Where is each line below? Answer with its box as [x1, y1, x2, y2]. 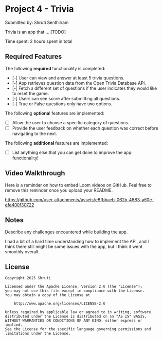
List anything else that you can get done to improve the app [12, 150, 132, 155]
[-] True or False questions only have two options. [12, 101, 112, 107]
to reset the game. [12, 90, 49, 96]
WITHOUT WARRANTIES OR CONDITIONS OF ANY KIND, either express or [5, 318, 143, 323]
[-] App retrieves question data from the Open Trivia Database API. [12, 80, 146, 86]
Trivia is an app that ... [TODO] [5, 29, 66, 35]
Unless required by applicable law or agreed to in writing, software [5, 310, 151, 315]
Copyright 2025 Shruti [5, 276, 51, 281]
